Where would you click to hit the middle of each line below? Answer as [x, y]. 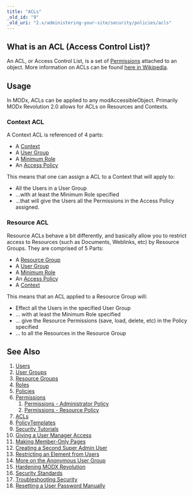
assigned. [27, 207]
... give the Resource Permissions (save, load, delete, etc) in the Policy [101, 321]
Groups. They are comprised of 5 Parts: [55, 248]
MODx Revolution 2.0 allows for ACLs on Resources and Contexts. [88, 107]
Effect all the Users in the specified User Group [73, 308]
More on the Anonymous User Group [60, 461]
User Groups [31, 372]
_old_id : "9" [23, 17]
